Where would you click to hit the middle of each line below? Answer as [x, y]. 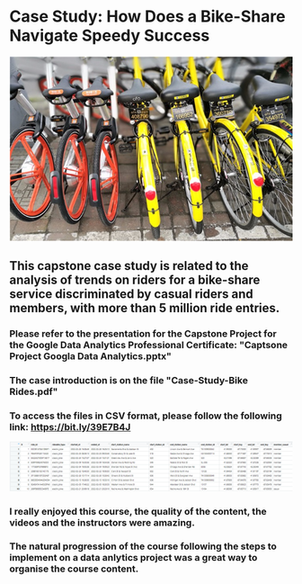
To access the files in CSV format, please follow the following [146, 416]
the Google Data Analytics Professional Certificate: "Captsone [149, 345]
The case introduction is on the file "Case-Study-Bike [129, 380]
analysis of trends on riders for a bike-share [135, 279]
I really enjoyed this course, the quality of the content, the [138, 511]
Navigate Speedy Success [110, 36]
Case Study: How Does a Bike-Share [147, 17]
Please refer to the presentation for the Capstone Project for [143, 333]
